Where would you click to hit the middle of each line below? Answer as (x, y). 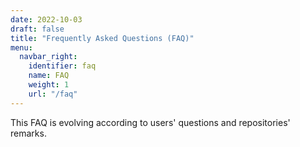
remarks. (28, 133)
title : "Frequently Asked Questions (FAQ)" (102, 38)
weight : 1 (49, 85)
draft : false (37, 29)
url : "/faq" (53, 94)
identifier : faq (62, 66)
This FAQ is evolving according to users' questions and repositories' (150, 122)
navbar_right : (48, 57)
